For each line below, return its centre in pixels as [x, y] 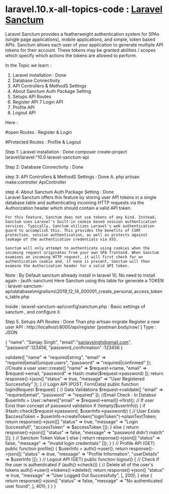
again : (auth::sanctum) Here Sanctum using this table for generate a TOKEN [84, 280]
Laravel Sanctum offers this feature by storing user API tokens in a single [81, 197]
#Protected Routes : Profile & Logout [43, 142]
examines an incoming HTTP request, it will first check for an [74, 257]
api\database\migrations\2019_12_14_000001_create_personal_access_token [84, 291]
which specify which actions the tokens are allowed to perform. [71, 55]
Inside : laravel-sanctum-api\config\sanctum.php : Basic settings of [75, 306]
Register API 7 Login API [38, 102]
